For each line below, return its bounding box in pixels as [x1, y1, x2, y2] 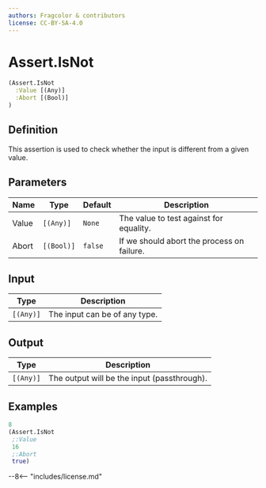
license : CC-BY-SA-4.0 [8, 19, 83, 27]
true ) [11, 457, 30, 466]
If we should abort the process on [118, 235, 245, 246]
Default [82, 199, 112, 210]
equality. [118, 223, 152, 234]
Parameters [8, 176, 67, 189]
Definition [8, 124, 58, 137]
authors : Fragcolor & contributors [8, 11, 126, 20]
